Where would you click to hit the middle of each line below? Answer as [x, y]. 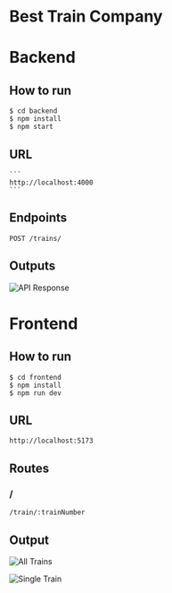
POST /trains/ [36, 238]
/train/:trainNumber [48, 512]
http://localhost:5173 [51, 441]
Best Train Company [86, 17]
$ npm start [31, 127]
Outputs [33, 266]
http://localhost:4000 [51, 183]
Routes [29, 468]
